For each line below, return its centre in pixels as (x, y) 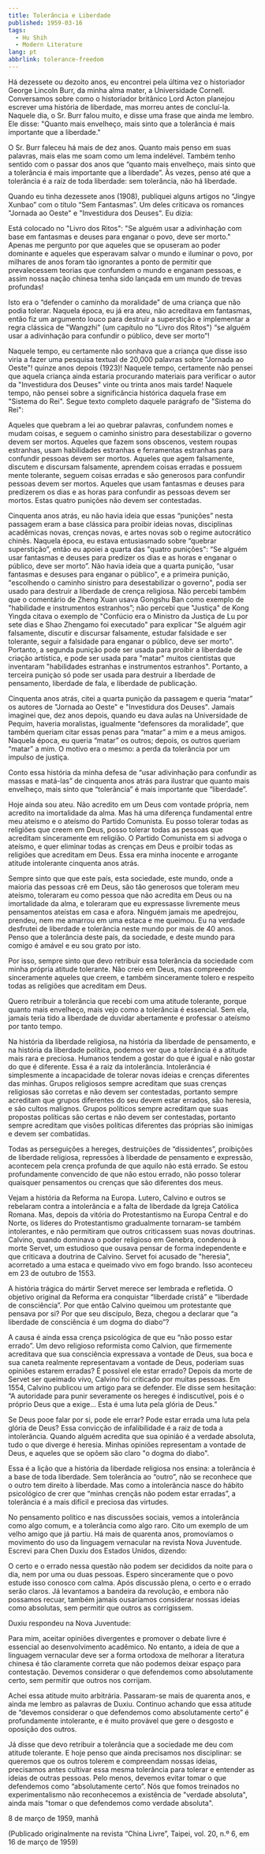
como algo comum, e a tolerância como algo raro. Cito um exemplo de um (128, 1525)
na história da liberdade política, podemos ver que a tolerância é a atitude (127, 1050)
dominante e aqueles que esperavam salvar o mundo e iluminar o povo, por (131, 253)
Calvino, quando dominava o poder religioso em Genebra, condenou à (122, 1240)
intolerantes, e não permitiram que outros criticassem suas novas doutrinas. (132, 1231)
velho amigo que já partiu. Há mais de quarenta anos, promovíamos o (121, 1534)
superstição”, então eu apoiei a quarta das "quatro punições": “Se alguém (128, 549)
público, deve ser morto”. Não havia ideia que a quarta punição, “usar (121, 565)
